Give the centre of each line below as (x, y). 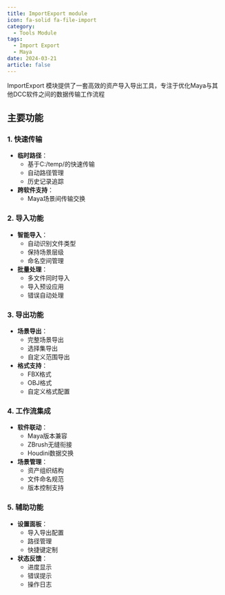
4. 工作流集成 (29, 411)
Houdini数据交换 (51, 453)
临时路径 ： (32, 155)
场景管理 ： (32, 462)
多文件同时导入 (49, 277)
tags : (15, 39)
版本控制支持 (45, 488)
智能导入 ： (32, 235)
